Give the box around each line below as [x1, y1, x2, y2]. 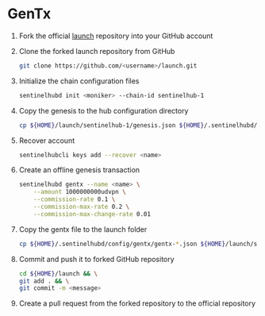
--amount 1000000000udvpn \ [33, 188, 126, 196]
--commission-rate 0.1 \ [33, 195, 116, 203]
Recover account [18, 136, 75, 145]
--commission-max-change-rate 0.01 [33, 210, 152, 218]
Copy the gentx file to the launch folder [18, 224, 148, 234]
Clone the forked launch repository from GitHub [18, 46, 175, 56]
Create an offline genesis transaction [18, 165, 140, 175]
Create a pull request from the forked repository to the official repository [18, 299, 255, 308]
